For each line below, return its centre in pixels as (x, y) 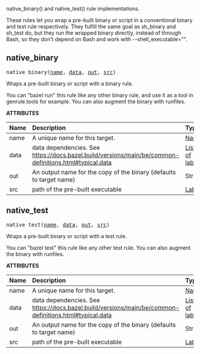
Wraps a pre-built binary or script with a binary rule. (70, 84)
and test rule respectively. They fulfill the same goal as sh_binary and (91, 27)
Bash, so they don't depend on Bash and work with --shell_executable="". (97, 39)
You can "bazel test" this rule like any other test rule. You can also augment (99, 248)
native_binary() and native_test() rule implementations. (73, 9)
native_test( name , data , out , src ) (58, 224)
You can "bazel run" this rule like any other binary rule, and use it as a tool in (100, 95)
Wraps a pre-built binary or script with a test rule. (67, 236)
